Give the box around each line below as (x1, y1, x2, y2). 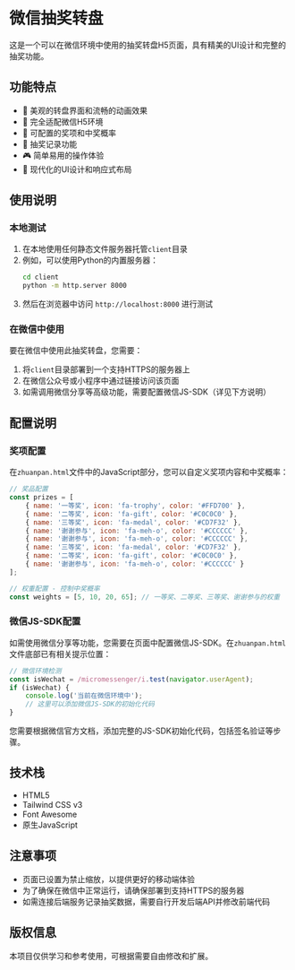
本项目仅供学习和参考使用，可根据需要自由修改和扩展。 (9, 950, 213, 961)
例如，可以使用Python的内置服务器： (21, 255, 159, 265)
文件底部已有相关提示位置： (9, 648, 112, 659)
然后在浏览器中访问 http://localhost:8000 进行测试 (21, 299, 214, 309)
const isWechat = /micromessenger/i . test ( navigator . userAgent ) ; (9, 674, 254, 684)
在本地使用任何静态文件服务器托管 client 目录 (21, 244, 188, 255)
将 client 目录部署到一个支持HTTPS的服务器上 (21, 364, 190, 375)
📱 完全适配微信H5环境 (21, 116, 104, 126)
